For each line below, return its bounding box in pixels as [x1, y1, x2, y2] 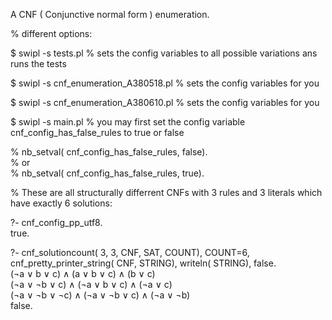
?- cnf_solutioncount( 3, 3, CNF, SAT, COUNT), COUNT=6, [10, 247, 250, 258]
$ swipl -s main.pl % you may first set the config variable [10, 116, 246, 128]
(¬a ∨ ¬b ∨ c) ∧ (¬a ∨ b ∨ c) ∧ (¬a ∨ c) [10, 279, 173, 290]
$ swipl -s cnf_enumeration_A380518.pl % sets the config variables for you [10, 77, 320, 89]
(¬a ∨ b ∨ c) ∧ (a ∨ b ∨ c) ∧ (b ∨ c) [10, 268, 156, 279]
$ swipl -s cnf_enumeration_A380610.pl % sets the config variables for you [10, 97, 320, 108]
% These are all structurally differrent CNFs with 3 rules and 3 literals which [10, 187, 323, 198]
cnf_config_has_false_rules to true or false [10, 127, 185, 138]
